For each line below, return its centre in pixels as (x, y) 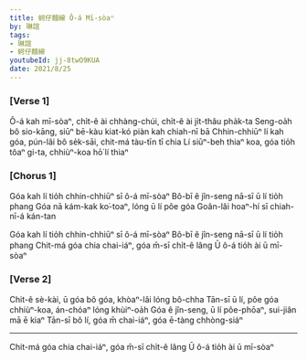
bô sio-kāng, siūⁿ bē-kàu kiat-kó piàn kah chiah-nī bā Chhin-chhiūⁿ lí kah (147, 132)
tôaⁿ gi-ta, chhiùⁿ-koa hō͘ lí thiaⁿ (69, 153)
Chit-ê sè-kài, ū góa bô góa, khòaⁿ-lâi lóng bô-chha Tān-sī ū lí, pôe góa (144, 299)
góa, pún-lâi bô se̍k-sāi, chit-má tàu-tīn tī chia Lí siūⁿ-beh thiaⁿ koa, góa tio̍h (152, 142)
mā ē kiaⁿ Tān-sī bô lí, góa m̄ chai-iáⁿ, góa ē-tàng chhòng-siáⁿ (127, 320)
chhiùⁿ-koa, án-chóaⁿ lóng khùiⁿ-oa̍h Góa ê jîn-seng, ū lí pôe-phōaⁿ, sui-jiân (153, 309)
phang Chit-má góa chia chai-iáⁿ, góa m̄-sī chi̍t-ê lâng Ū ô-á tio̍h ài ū (139, 245)
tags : (20, 35)
